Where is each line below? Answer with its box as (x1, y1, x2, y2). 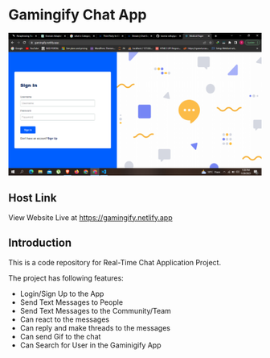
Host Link (8, 191, 57, 205)
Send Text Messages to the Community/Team (19, 306, 171, 315)
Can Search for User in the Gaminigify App (19, 340, 162, 350)
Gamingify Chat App (8, 6, 147, 24)
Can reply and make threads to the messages (19, 323, 171, 332)
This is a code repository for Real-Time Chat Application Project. (8, 257, 222, 267)
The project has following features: (8, 273, 125, 283)
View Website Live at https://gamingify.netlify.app (8, 212, 173, 223)
